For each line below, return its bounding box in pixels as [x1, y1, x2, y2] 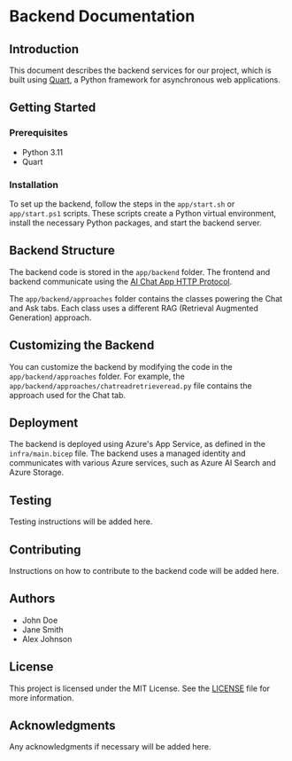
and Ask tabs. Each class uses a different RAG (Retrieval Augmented [9, 302, 258, 313]
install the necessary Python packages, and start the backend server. [9, 217, 263, 228]
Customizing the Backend [9, 338, 155, 353]
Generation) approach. [9, 312, 92, 323]
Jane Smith [21, 624, 64, 635]
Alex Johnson [21, 633, 73, 644]
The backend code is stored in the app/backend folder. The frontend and [9, 266, 271, 277]
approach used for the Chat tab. [9, 389, 127, 400]
